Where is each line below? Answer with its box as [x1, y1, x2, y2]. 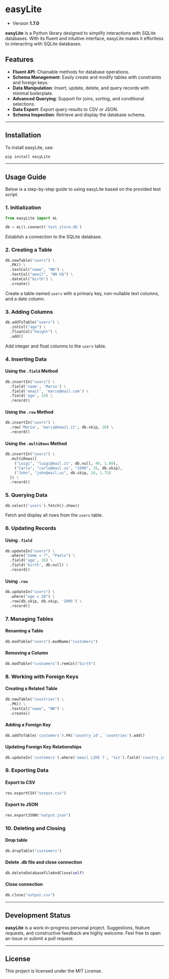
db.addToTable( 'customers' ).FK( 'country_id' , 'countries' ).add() [5, 733, 145, 738]
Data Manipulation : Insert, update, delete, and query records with [12, 85, 149, 91]
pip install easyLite [5, 154, 51, 159]
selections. [12, 101, 35, 107]
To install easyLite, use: [5, 144, 54, 150]
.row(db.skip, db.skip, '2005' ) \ [10, 599, 82, 604]
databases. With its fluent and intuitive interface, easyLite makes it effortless [5, 35, 163, 41]
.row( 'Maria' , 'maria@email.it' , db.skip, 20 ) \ [10, 425, 114, 430]
